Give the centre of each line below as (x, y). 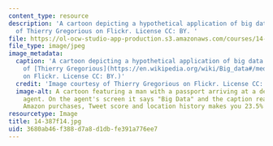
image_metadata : (36, 54)
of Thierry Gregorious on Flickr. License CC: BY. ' (107, 31)
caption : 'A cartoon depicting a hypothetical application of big (130, 62)
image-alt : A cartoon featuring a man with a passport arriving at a (136, 91)
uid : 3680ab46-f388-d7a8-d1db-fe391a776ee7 (83, 129)
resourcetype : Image (43, 114)
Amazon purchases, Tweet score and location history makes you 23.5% (143, 106)
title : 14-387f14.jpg (45, 122)
